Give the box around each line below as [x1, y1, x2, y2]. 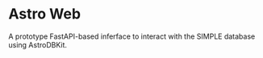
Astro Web [8, 5, 81, 23]
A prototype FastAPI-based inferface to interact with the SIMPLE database [8, 31, 256, 41]
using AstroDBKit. [8, 39, 67, 49]
